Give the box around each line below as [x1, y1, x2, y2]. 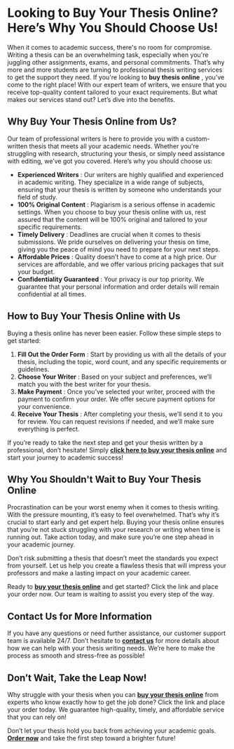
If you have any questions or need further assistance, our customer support [7, 629, 226, 637]
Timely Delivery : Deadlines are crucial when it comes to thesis [17, 230, 201, 238]
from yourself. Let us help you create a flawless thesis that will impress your [7, 561, 226, 570]
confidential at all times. [17, 289, 86, 298]
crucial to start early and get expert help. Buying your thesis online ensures [7, 518, 224, 526]
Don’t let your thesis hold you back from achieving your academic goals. [7, 727, 216, 735]
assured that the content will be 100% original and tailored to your [17, 215, 208, 223]
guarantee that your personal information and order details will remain [17, 282, 219, 291]
